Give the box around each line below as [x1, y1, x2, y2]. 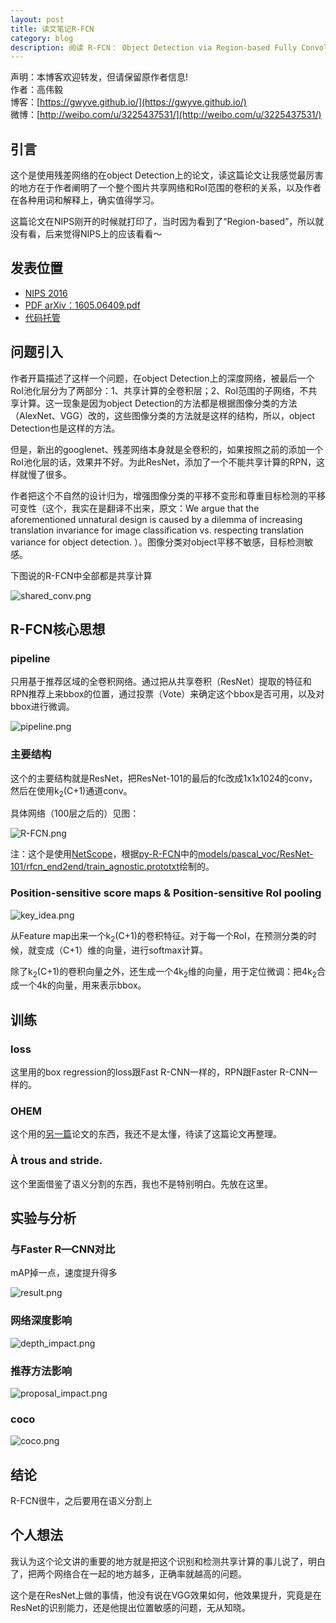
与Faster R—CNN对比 [10, 1242, 116, 1256]
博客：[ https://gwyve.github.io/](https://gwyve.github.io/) [10, 96, 247, 108]
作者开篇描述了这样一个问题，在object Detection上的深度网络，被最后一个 [10, 372, 315, 384]
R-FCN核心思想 [10, 621, 106, 638]
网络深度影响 [10, 1314, 73, 1328]
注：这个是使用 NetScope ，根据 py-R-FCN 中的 [10, 848, 198, 860]
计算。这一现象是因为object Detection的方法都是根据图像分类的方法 [18, 397, 298, 409]
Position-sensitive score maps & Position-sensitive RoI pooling [10, 886, 322, 900]
